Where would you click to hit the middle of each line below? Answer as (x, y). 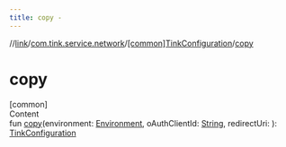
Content (24, 114)
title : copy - (36, 17)
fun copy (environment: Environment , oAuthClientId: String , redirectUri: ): (143, 123)
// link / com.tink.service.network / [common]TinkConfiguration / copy (131, 43)
